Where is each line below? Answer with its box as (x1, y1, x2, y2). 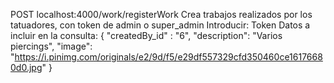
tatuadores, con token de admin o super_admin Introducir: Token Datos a (10, 19, 311, 31)
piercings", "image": (10, 40, 93, 52)
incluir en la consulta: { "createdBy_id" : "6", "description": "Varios (10, 30, 283, 41)
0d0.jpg (10, 62, 43, 73)
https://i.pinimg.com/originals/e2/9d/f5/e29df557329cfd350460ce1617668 (14, 51, 323, 63)
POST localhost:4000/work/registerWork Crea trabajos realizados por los (10, 9, 313, 20)
